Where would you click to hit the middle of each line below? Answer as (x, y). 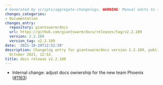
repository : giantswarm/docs (39, 28)
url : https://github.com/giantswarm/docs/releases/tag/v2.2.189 (76, 32)
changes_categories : (26, 14)
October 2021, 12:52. (31, 54)
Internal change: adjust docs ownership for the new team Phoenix (78, 72)
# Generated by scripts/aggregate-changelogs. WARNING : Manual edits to (80, 9)
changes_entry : (20, 23)
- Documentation (21, 18)
